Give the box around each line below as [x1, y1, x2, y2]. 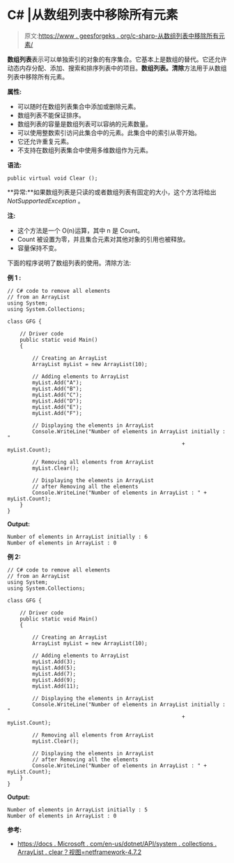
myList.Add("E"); [32, 403, 82, 410]
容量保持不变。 [17, 243, 61, 252]
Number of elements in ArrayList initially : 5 [7, 806, 148, 813]
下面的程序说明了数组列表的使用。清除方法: [7, 259, 132, 267]
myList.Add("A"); [32, 379, 82, 386]
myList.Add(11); [32, 683, 79, 690]
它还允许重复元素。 [17, 137, 73, 145]
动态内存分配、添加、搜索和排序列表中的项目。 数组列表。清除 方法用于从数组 [7, 64, 227, 72]
